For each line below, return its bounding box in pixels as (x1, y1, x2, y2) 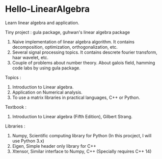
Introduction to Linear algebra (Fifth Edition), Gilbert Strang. (12, 113, 133, 119)
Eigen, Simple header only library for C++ (12, 143, 97, 149)
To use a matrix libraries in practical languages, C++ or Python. (12, 95, 140, 100)
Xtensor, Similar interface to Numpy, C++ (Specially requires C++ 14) (12, 148, 152, 154)
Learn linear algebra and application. (5, 20, 80, 26)
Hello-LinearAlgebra (5, 3, 90, 15)
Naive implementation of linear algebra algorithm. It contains (12, 38, 135, 45)
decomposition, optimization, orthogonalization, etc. (12, 44, 118, 50)
